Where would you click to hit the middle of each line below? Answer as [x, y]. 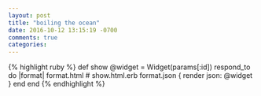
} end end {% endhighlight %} [57, 84]
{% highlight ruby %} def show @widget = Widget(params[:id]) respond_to [129, 67]
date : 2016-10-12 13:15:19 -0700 [63, 30]
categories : [28, 45]
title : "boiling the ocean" [54, 23]
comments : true [33, 37]
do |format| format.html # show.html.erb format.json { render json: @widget [130, 76]
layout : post [29, 15]
